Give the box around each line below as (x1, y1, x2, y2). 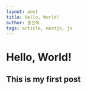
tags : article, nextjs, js (6, 25, 73, 31)
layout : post (6, 8, 38, 15)
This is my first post (6, 74, 81, 84)
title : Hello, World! (6, 14, 60, 20)
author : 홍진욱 (6, 20, 40, 25)
